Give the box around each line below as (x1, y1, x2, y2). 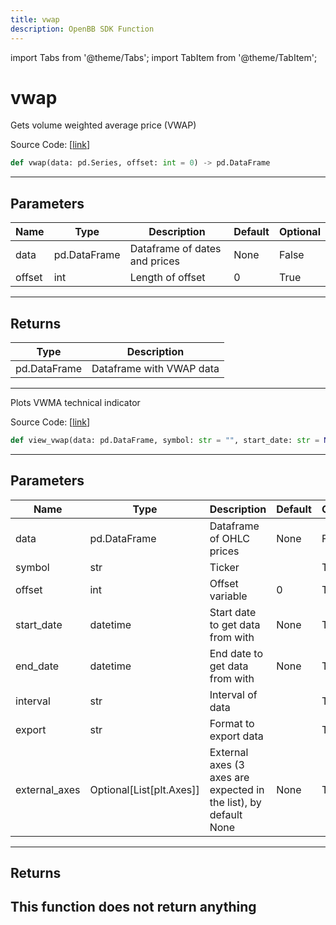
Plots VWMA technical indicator (10, 396, 141, 408)
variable (209, 589, 248, 603)
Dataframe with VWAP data (91, 361, 220, 375)
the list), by (209, 795, 262, 809)
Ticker (209, 560, 240, 574)
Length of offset (129, 271, 206, 285)
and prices (129, 254, 180, 268)
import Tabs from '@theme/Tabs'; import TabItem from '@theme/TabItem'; (10, 51, 318, 63)
